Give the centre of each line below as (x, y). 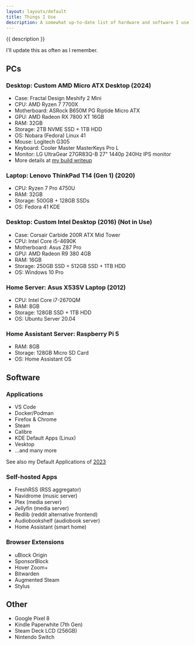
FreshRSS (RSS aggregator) (48, 490)
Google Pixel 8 (32, 619)
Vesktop (25, 444)
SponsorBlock (31, 561)
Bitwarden (27, 574)
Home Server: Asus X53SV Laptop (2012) (66, 287)
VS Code (25, 407)
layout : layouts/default (36, 11)
